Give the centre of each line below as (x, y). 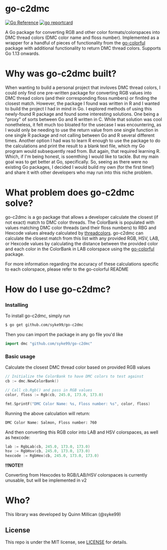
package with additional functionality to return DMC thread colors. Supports (83, 48)
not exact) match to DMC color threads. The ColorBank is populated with (80, 222)
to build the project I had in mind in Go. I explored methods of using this (79, 108)
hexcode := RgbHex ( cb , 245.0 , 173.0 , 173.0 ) (52, 456)
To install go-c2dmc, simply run (38, 316)
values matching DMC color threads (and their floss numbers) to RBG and (81, 227)
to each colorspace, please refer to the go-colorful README (67, 269)
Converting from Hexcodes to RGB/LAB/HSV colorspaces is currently (76, 475)
